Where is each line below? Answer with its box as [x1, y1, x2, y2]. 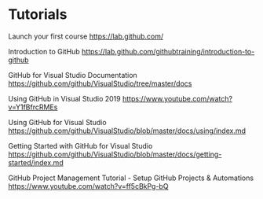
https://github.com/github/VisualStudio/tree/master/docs [8, 79, 192, 88]
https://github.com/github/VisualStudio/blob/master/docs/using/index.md [8, 126, 246, 135]
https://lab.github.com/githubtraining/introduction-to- [81, 46, 255, 56]
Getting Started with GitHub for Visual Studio [8, 141, 153, 150]
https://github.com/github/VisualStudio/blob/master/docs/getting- [8, 149, 222, 159]
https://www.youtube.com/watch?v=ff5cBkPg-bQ [8, 181, 169, 190]
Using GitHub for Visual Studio [8, 117, 108, 127]
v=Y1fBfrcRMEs [8, 102, 58, 112]
